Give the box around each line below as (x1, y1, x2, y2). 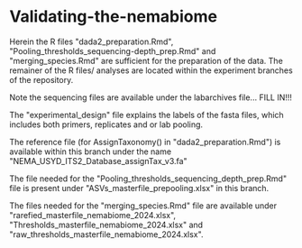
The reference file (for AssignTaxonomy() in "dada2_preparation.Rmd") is (9, 136, 281, 147)
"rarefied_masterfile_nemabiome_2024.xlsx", (9, 209, 177, 220)
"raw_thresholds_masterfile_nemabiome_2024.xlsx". (9, 228, 204, 240)
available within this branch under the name (9, 146, 172, 157)
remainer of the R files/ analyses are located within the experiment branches (9, 65, 293, 76)
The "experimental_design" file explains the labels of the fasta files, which (9, 109, 284, 120)
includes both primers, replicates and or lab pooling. (9, 119, 204, 130)
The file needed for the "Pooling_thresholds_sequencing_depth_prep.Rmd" (9, 173, 287, 184)
